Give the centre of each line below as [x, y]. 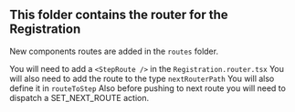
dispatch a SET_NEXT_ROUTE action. [79, 97]
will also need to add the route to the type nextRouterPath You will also [142, 78]
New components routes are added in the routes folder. [114, 51]
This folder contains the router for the [119, 15]
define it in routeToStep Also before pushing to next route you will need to [147, 88]
